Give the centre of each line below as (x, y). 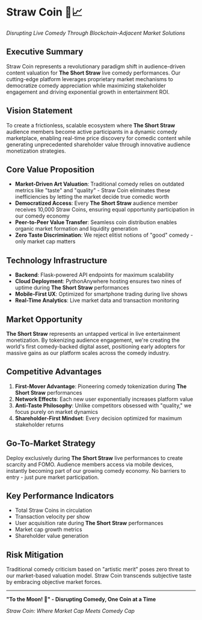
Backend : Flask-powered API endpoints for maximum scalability (94, 275)
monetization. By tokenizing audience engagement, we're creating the (93, 340)
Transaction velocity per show (52, 517)
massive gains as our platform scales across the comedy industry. (88, 353)
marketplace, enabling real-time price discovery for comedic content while (99, 138)
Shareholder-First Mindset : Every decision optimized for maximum (98, 418)
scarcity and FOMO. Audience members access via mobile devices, (90, 464)
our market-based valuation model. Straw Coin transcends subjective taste (99, 576)
